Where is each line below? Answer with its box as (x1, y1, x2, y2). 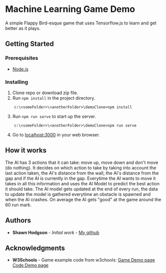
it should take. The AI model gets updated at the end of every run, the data (5, 186, 158, 192)
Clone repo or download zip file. (12, 90, 79, 96)
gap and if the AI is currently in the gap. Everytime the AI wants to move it (5, 175, 156, 181)
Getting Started (5, 40, 54, 48)
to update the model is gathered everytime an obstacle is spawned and (5, 191, 151, 197)
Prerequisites (5, 55, 38, 62)
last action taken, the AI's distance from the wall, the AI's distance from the (5, 170, 159, 176)
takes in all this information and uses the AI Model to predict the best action (5, 180, 160, 186)
